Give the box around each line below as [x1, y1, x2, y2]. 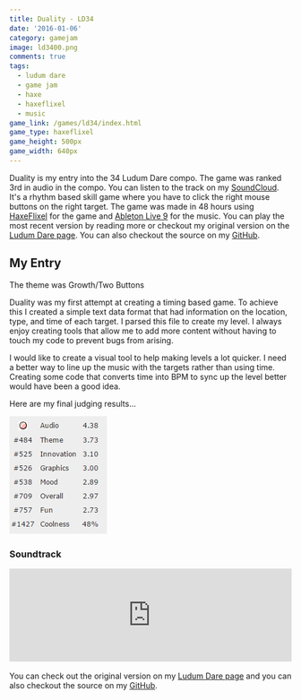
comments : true [9, 52, 66, 62]
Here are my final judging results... [9, 398, 137, 409]
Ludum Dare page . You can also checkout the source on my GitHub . [9, 229, 261, 240]
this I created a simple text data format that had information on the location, [9, 306, 288, 317]
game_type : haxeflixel [9, 128, 94, 137]
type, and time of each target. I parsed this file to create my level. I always [9, 315, 282, 326]
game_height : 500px [9, 137, 82, 147]
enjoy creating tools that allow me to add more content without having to [9, 325, 277, 336]
